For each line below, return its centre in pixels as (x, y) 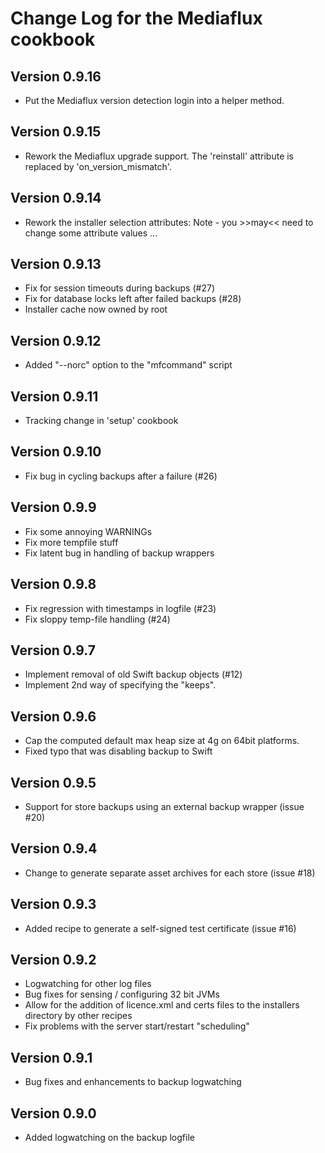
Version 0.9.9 (53, 507)
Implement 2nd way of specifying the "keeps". (120, 685)
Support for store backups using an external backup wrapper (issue (164, 806)
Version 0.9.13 (56, 264)
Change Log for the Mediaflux (136, 18)
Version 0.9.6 (53, 716)
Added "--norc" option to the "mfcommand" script (128, 365)
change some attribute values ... (91, 233)
